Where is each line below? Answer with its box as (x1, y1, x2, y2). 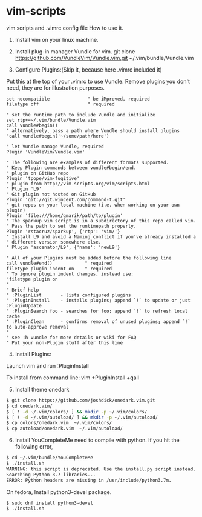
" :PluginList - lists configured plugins (6, 292, 131, 298)
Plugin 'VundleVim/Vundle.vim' (6, 148, 85, 155)
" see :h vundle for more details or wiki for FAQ (6, 335, 137, 341)
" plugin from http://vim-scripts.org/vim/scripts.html (6, 181, 150, 187)
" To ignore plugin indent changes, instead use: (6, 271, 134, 277)
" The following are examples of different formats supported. (6, 159, 169, 165)
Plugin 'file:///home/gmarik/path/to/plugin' (6, 212, 123, 219)
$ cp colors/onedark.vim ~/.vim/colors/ (6, 420, 112, 426)
